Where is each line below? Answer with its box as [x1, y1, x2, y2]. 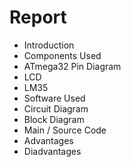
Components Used [23, 49, 102, 61]
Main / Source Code [23, 124, 107, 136]
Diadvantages [23, 145, 82, 157]
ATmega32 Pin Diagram [23, 60, 122, 72]
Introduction [23, 39, 75, 51]
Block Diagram [23, 113, 85, 125]
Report [9, 6, 67, 29]
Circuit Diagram [23, 102, 89, 115]
